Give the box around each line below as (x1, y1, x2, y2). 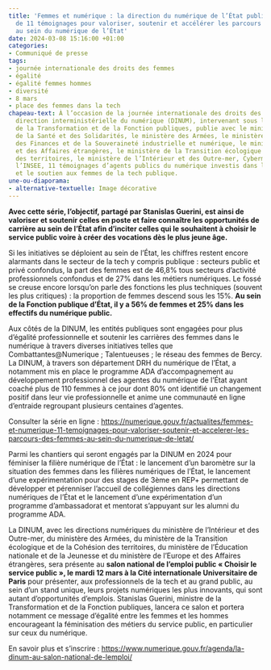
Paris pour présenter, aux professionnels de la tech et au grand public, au (8, 576, 253, 586)
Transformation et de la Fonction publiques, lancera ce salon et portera (8, 602, 244, 612)
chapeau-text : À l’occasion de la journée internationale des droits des (8, 110, 262, 118)
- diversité (8, 86, 48, 95)
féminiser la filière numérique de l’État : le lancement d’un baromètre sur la (8, 458, 256, 467)
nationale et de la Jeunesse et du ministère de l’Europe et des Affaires (8, 551, 241, 560)
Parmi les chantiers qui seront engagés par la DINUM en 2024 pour (8, 449, 232, 459)
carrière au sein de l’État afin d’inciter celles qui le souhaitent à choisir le (8, 224, 256, 233)
